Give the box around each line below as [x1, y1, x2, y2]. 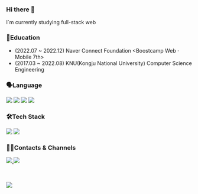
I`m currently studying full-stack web [6, 19, 96, 26]
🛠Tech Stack [6, 112, 46, 121]
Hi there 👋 [6, 5, 35, 14]
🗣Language [6, 81, 43, 89]
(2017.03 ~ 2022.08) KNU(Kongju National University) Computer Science [14, 59, 192, 67]
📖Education [6, 34, 40, 42]
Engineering [14, 66, 44, 73]
